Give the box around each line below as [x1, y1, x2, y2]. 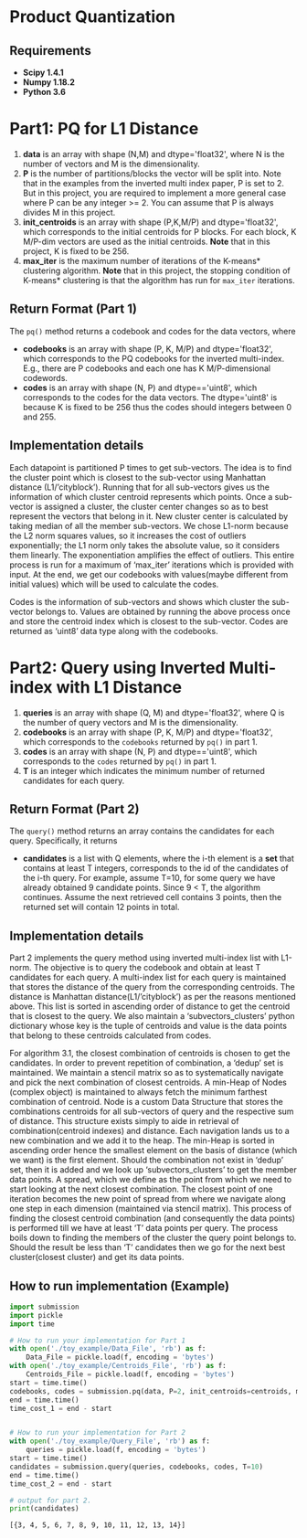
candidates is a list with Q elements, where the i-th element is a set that [22, 853, 295, 864]
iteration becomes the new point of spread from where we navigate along [9, 1193, 286, 1204]
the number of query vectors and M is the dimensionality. [22, 716, 239, 727]
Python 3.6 [22, 87, 67, 97]
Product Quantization [9, 6, 175, 27]
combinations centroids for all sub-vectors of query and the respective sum [9, 1106, 294, 1117]
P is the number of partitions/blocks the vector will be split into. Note [22, 167, 281, 179]
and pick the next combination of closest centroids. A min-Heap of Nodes [9, 1077, 288, 1088]
